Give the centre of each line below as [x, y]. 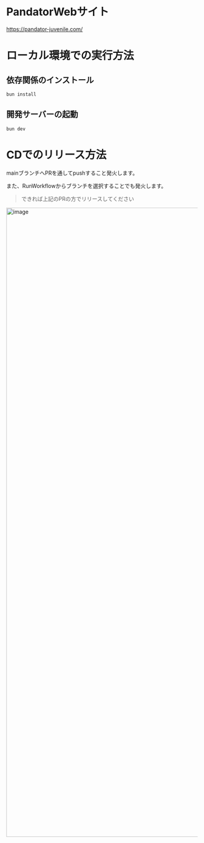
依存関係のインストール [50, 80]
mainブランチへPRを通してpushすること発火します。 [72, 173]
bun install [21, 94]
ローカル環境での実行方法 [70, 56]
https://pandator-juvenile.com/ [45, 29]
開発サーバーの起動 [42, 115]
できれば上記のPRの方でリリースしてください [78, 198]
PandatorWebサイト [58, 12]
